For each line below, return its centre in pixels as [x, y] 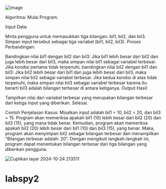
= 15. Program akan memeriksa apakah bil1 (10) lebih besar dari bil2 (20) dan [83, 118]
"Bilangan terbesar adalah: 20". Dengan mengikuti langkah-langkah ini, [78, 139]
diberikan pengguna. [26, 149]
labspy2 [22, 179]
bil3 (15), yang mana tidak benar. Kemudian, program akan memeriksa [76, 123]
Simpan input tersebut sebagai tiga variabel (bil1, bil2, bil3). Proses [73, 42]
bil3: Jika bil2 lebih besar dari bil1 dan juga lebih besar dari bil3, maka [76, 72]
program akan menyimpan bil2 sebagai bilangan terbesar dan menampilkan [82, 133]
